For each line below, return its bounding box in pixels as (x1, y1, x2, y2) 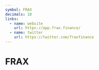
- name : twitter (9, 30, 43, 35)
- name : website (9, 21, 43, 26)
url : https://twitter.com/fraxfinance (14, 35, 94, 40)
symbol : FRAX (5, 7, 32, 12)
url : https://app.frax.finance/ (14, 26, 81, 31)
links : (5, 16, 19, 21)
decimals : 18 (5, 12, 32, 17)
